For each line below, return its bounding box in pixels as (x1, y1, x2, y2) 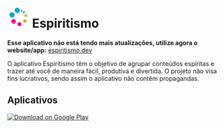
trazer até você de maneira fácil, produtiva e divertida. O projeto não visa (7, 67, 218, 75)
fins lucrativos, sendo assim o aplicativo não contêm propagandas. (7, 74, 200, 82)
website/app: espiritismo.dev (7, 46, 93, 54)
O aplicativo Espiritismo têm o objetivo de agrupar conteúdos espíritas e (7, 59, 215, 67)
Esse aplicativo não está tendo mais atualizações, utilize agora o (7, 38, 198, 47)
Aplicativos (7, 95, 58, 106)
